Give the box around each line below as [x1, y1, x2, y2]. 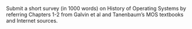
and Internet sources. [6, 17, 58, 24]
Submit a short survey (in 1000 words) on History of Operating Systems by [6, 5, 187, 12]
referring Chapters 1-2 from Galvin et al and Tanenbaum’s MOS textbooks [6, 11, 184, 18]
